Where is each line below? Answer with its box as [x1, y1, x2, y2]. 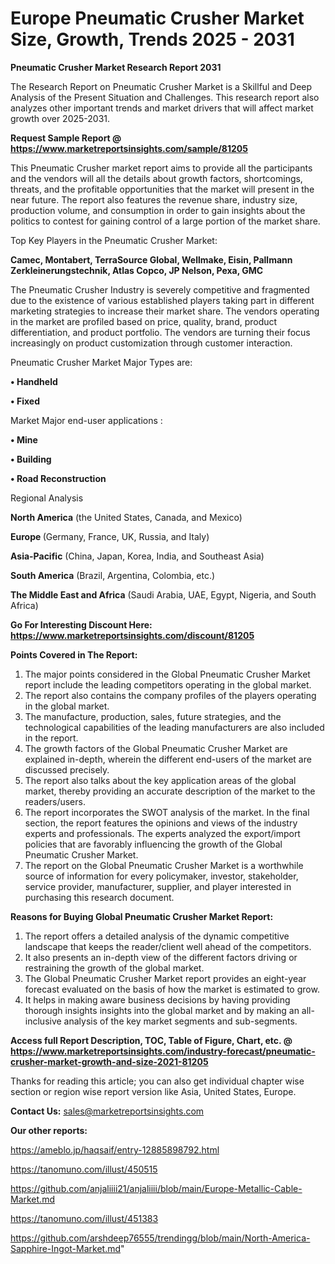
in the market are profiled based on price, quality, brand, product [10, 315, 278, 327]
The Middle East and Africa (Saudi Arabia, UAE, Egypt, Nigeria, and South [10, 588, 317, 601]
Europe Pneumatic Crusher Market [10, 7, 305, 30]
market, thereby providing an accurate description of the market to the [24, 785, 316, 797]
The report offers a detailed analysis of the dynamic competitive [24, 930, 290, 942]
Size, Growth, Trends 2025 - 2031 [10, 28, 295, 51]
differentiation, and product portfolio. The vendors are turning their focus [10, 326, 311, 338]
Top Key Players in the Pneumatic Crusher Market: [10, 234, 218, 246]
